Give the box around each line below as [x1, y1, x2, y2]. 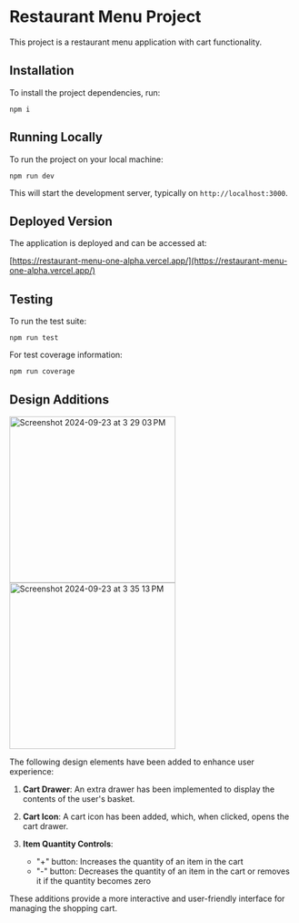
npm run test [9, 333, 59, 343]
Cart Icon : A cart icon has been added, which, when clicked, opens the [22, 811, 290, 822]
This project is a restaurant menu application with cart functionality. [9, 36, 262, 47]
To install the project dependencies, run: [9, 87, 161, 97]
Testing [9, 292, 54, 307]
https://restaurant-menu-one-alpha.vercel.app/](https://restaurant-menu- [12, 255, 288, 266]
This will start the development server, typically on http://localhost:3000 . [9, 187, 288, 198]
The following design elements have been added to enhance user [9, 756, 254, 767]
